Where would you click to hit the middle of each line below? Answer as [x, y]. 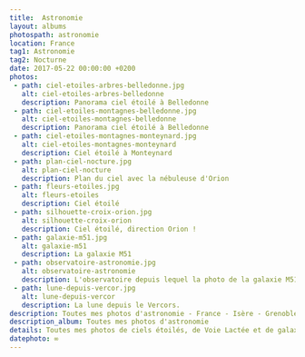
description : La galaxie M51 [76, 254]
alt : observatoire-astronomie [79, 272]
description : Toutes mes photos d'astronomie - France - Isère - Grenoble [154, 313]
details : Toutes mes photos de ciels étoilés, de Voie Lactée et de [142, 331]
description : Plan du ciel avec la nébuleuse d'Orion [125, 178]
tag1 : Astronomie [42, 52]
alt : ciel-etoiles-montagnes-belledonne [99, 119]
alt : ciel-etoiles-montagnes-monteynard [99, 144]
